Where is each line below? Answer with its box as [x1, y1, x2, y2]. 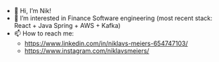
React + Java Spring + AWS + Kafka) [13, 22, 121, 29]
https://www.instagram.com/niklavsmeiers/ [24, 47, 150, 55]
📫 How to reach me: [13, 29, 74, 38]
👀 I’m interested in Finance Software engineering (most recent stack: [13, 14, 213, 22]
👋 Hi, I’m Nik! [13, 7, 51, 15]
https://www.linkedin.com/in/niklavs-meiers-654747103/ [24, 39, 188, 47]
